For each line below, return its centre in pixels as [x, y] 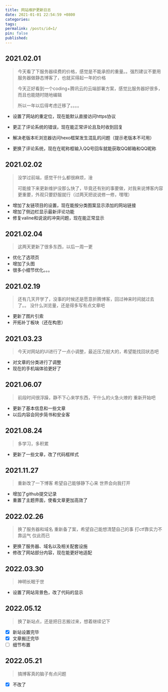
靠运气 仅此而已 [34, 535]
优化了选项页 [26, 258]
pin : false [17, 33]
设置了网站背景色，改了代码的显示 [48, 592]
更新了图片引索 [28, 316]
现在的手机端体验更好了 [37, 368]
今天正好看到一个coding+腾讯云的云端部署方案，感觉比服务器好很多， [90, 88]
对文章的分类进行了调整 [37, 362]
